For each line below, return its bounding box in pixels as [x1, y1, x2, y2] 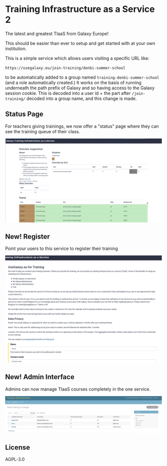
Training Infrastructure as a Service [5, 3, 155, 15]
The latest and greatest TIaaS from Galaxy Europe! [5, 30, 109, 36]
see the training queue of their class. [5, 128, 81, 134]
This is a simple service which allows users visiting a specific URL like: [5, 55, 150, 61]
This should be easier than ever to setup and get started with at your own [5, 40, 156, 46]
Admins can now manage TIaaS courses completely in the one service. [5, 386, 151, 392]
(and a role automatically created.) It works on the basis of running [5, 79, 142, 85]
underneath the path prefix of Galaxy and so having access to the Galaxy [5, 85, 155, 91]
